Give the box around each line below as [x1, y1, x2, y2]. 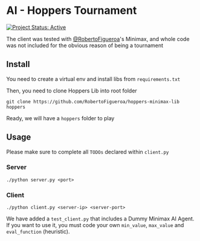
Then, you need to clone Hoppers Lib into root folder [6, 87, 137, 94]
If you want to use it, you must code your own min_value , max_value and [6, 222, 184, 229]
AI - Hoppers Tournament [6, 4, 137, 18]
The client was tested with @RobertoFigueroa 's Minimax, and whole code [6, 35, 190, 42]
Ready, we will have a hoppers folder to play [6, 114, 115, 121]
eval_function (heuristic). [6, 228, 70, 236]
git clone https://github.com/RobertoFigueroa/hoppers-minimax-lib [6, 98, 180, 104]
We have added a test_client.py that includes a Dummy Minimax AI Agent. [6, 215, 195, 222]
